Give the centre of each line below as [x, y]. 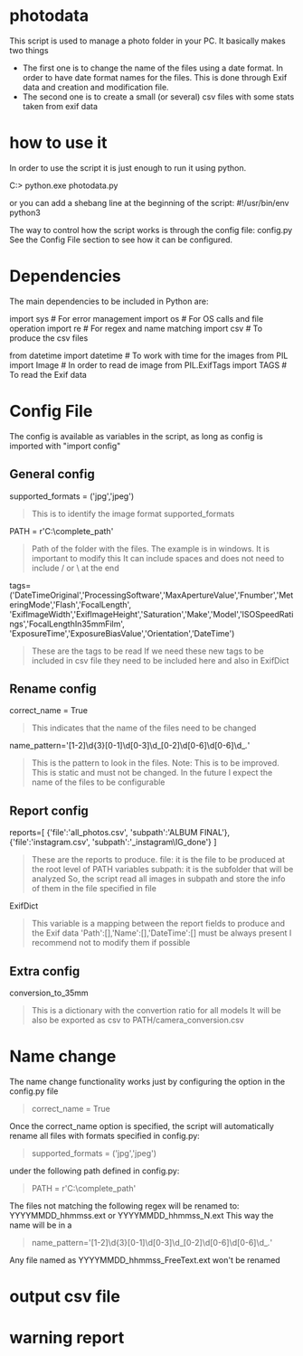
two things [29, 50]
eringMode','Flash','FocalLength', [71, 604]
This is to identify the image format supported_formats [133, 513]
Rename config [53, 688]
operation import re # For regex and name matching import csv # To [136, 328]
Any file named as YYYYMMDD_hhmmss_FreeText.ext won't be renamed [145, 1260]
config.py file [34, 1091]
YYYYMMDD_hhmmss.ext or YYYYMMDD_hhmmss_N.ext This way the [142, 1215]
